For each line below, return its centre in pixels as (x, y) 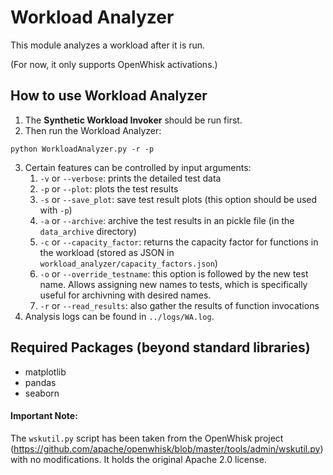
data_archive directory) (88, 231)
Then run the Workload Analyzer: (93, 130)
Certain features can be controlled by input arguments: (138, 167)
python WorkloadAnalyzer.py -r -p (82, 149)
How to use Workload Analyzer (109, 96)
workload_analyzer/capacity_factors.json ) (128, 263)
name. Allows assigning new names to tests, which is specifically (173, 284)
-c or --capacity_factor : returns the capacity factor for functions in (179, 242)
